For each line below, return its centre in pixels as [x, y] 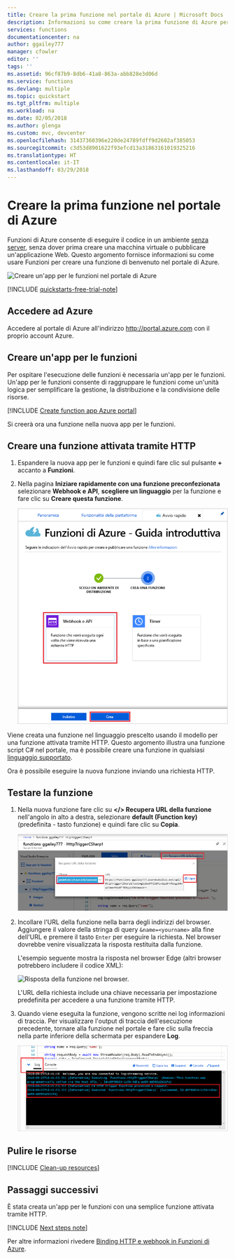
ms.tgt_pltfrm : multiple [43, 104]
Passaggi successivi [53, 1190]
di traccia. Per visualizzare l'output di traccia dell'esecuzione [105, 1021]
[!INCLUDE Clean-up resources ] [54, 1168]
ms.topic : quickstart [39, 96]
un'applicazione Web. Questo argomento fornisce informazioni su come [111, 254]
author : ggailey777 [36, 44]
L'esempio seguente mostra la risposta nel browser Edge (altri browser [119, 958]
